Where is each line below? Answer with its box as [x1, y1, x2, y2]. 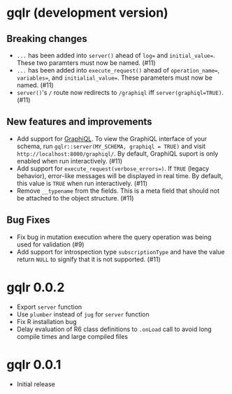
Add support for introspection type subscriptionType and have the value [16, 247, 225, 256]
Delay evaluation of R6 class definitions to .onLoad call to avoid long [16, 325, 212, 333]
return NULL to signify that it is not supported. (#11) [16, 255, 161, 263]
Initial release [16, 379, 55, 388]
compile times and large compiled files [16, 332, 129, 340]
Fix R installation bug [16, 317, 78, 326]
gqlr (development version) [6, 5, 168, 21]
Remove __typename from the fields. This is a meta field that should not [16, 187, 219, 195]
